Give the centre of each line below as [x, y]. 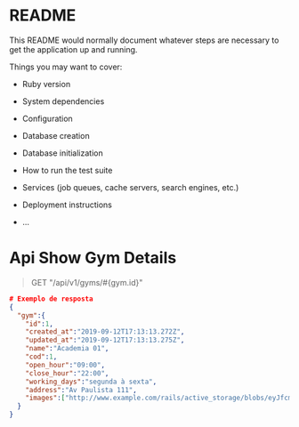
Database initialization [63, 153]
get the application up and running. [73, 49]
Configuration [47, 118]
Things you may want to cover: [66, 67]
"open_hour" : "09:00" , [65, 365]
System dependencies [63, 101]
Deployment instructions [67, 205]
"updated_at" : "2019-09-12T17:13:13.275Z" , [105, 340]
